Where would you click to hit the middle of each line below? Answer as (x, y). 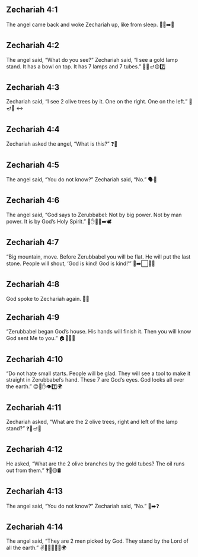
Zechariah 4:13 (35, 491)
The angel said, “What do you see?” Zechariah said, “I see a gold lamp (92, 59)
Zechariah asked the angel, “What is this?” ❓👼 (62, 144)
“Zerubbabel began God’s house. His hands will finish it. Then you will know (99, 332)
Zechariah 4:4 (33, 129)
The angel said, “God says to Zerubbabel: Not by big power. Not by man (94, 215)
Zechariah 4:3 (33, 88)
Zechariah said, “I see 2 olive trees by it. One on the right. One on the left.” (97, 102)
